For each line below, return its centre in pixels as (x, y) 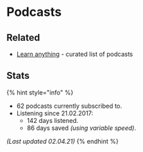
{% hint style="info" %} (40, 92)
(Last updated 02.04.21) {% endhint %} (63, 141)
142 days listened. (53, 120)
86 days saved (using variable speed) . (81, 128)
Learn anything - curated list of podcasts (75, 54)
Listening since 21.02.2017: (55, 113)
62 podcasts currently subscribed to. (69, 106)
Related (23, 38)
